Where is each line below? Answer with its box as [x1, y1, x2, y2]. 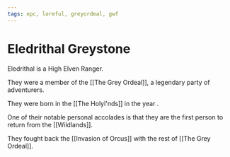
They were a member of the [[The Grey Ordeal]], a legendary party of [7, 78, 210, 86]
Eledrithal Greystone [7, 40, 131, 57]
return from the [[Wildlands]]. [7, 120, 93, 129]
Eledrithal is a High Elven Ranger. [7, 64, 104, 73]
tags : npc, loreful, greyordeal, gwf [7, 10, 119, 18]
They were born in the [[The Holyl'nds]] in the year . [7, 99, 159, 107]
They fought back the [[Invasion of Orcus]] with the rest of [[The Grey [7, 134, 211, 142]
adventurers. [7, 86, 45, 94]
